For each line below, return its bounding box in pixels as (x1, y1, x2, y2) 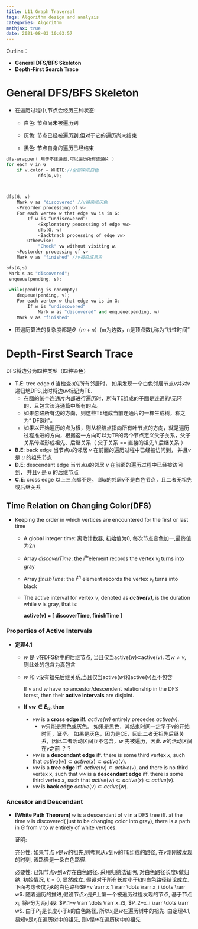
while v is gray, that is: (23, 600, 78, 608)
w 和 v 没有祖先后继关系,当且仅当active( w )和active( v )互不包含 (23, 673, 173, 680)
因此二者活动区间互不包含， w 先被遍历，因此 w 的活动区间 (51, 738, 193, 745)
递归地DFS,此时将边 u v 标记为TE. (14, 387, 93, 394)
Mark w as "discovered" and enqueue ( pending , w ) (37, 308, 160, 315)
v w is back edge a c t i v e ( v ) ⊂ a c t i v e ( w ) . (32, 783, 128, 790)
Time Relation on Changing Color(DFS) (6, 501, 152, 511)
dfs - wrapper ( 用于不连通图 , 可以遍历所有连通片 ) (6, 156, 115, 163)
